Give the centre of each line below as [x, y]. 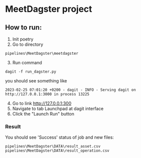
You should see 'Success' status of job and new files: [60, 137]
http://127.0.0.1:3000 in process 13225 [47, 94]
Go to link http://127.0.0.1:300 [42, 103]
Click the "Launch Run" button [43, 114]
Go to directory [28, 44]
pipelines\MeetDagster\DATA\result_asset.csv [53, 147]
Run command [27, 62]
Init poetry [23, 39]
